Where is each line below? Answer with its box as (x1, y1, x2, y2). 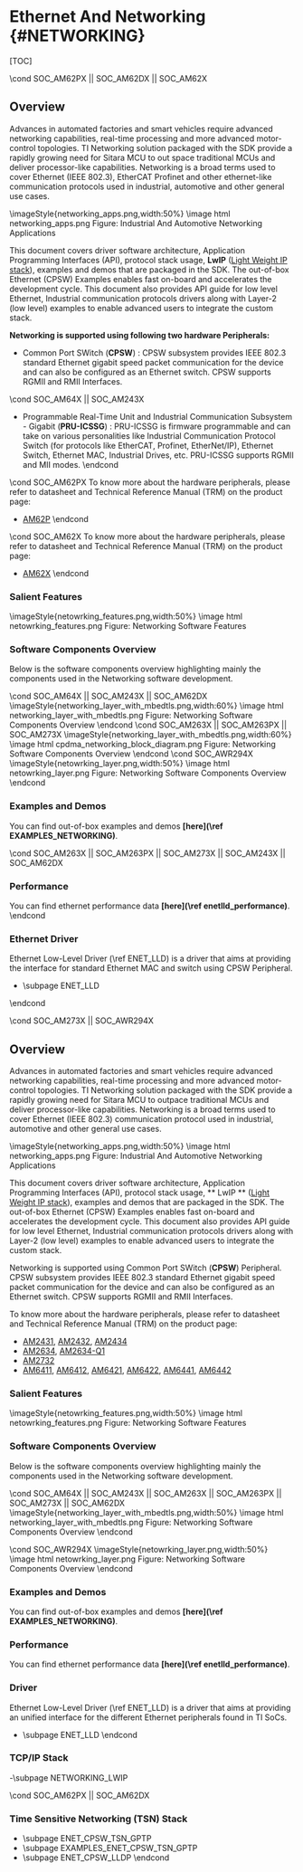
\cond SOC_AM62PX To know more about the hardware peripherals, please (9, 477, 291, 488)
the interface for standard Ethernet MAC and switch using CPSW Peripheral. (9, 963, 293, 974)
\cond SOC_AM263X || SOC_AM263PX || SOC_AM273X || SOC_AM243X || (9, 848, 287, 859)
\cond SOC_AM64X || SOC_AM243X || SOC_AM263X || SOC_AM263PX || (9, 1487, 282, 1498)
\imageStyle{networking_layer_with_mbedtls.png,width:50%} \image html (9, 1506, 284, 1517)
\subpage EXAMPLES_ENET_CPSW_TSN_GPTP (22, 1843, 198, 1854)
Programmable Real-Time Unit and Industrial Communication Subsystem (22, 411, 292, 422)
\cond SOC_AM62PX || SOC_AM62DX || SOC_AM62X (9, 72, 208, 83)
